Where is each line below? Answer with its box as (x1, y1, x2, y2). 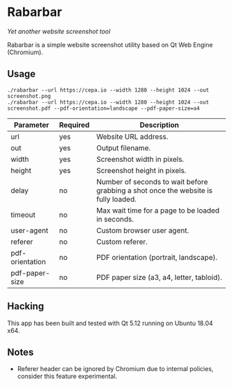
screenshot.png (7, 92, 51, 99)
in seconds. (96, 214, 134, 224)
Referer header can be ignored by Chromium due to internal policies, (17, 365, 214, 373)
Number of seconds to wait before (96, 176, 208, 186)
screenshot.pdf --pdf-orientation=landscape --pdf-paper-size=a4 (7, 105, 200, 112)
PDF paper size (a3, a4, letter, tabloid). (96, 272, 223, 282)
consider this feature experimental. (17, 372, 118, 381)
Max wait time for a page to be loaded (96, 206, 220, 215)
